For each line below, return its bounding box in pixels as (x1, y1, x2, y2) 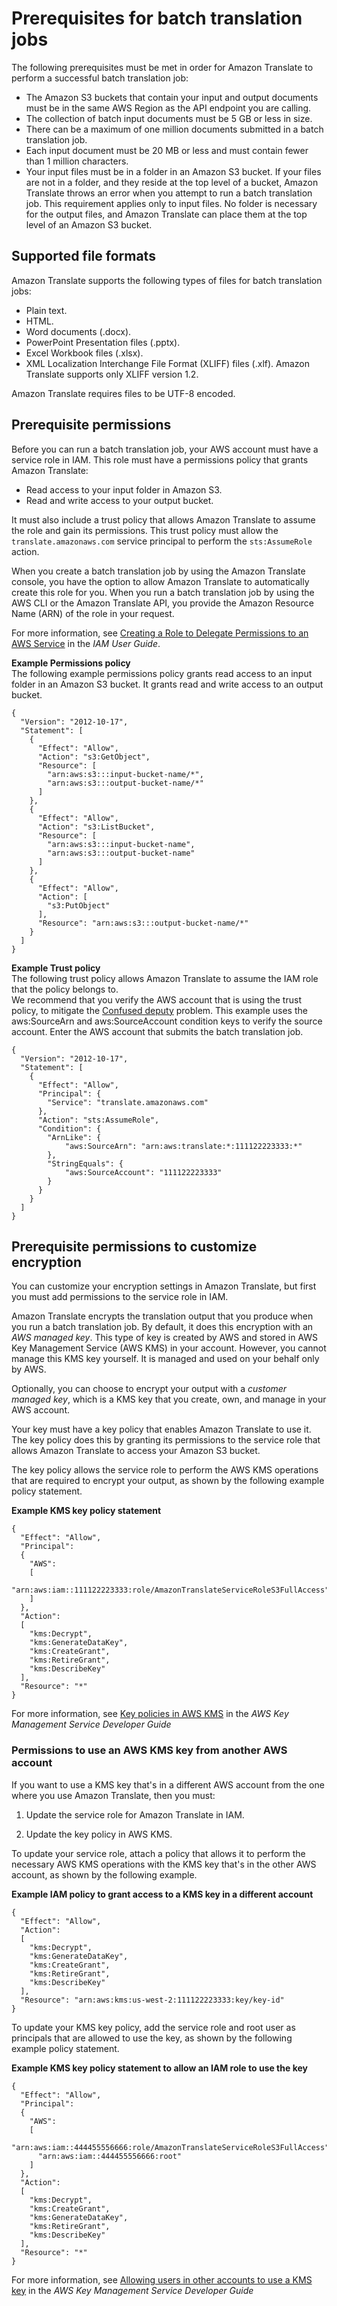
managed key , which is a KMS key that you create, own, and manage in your (11, 1393, 327, 1406)
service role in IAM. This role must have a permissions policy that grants (11, 453, 309, 466)
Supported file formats (11, 248, 156, 265)
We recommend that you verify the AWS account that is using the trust (11, 993, 302, 1006)
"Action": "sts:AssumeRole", (37, 1115, 160, 1125)
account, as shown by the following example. (11, 1868, 198, 1881)
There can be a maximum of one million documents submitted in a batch (25, 123, 324, 135)
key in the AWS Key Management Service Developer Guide (11, 2284, 254, 2296)
